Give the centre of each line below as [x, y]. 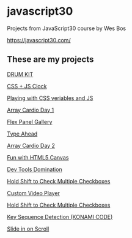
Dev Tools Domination [35, 169]
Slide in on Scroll [28, 229]
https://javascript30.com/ [39, 40]
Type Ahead [22, 134]
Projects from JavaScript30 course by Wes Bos [67, 28]
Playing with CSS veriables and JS [50, 98]
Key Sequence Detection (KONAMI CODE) [60, 217]
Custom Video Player [34, 193]
